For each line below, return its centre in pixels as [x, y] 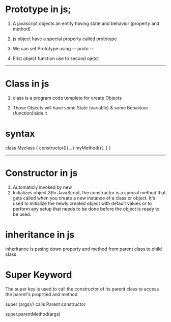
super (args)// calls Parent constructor [45, 304]
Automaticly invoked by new [42, 187]
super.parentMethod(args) [33, 314]
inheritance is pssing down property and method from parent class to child [83, 249]
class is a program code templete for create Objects [67, 98]
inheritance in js [40, 235]
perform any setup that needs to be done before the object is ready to [86, 209]
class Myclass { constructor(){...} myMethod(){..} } [58, 148]
